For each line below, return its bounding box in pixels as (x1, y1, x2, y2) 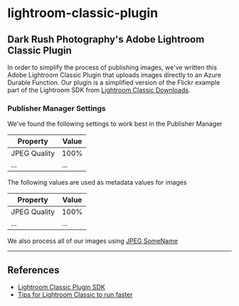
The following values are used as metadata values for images (7, 178, 187, 187)
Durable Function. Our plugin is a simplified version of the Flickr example (7, 78, 221, 87)
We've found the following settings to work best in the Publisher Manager (7, 119, 223, 129)
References (7, 264, 60, 276)
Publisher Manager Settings (7, 103, 107, 113)
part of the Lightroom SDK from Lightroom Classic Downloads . (7, 86, 191, 94)
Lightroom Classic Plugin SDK (17, 283, 105, 292)
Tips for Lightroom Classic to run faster (17, 290, 133, 299)
